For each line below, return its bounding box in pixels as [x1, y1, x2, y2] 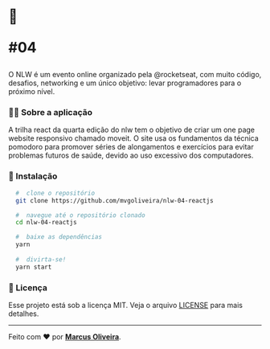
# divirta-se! [15, 255, 67, 264]
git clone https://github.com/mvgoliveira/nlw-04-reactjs [15, 196, 215, 204]
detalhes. [8, 309, 39, 318]
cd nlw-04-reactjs [15, 219, 78, 227]
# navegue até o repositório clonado [15, 211, 146, 220]
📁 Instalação [8, 170, 58, 182]
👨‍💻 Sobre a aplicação [8, 107, 92, 118]
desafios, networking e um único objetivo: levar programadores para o [8, 78, 242, 88]
